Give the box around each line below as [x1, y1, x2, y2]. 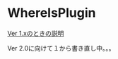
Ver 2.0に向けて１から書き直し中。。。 [7, 44, 115, 52]
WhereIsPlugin [7, 5, 96, 21]
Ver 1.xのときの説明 [7, 29, 64, 37]
